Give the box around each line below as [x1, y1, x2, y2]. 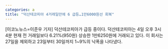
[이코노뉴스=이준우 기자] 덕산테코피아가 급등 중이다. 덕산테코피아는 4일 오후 [5, 26, 154, 32]
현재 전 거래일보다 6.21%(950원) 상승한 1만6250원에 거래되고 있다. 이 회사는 [13, 32, 163, 38]
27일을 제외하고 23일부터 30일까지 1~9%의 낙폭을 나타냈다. [5, 38, 123, 45]
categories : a [5, 7, 35, 12]
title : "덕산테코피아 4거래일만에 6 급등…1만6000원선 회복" [5, 12, 114, 17]
